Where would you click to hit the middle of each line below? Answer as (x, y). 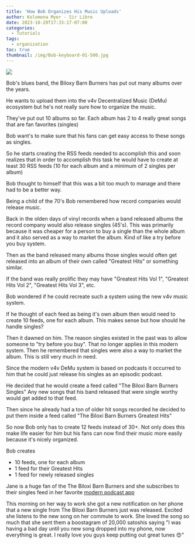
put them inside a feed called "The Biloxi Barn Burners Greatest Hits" (89, 415)
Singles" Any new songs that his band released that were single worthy (92, 391)
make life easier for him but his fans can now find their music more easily (94, 433)
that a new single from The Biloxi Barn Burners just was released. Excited (94, 510)
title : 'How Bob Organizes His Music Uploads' (64, 11)
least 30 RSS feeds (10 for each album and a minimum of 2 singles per (91, 165)
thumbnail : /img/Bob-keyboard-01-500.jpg (57, 55)
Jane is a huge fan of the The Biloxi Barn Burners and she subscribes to (93, 486)
